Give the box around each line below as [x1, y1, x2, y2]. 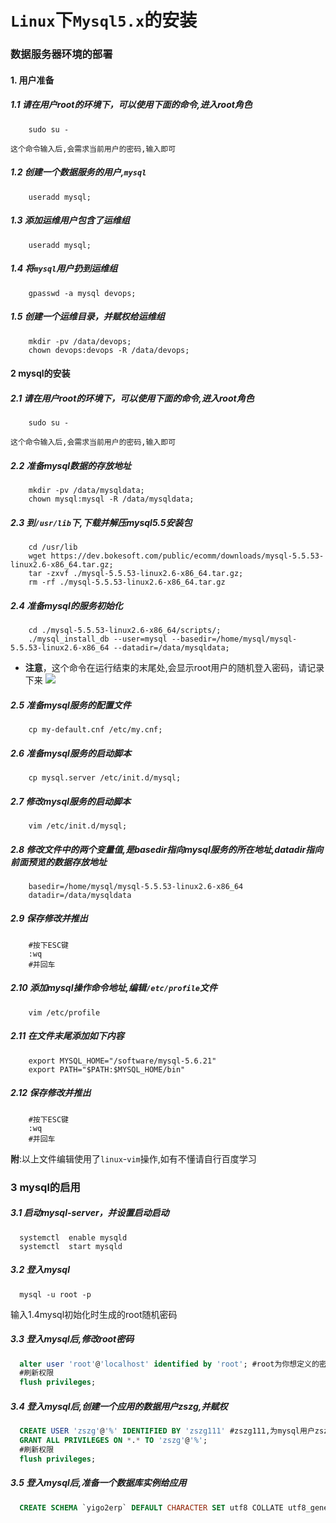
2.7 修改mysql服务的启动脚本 [10, 795, 132, 807]
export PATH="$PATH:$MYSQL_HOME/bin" [28, 1064, 186, 1075]
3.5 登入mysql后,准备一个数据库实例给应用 [10, 1477, 187, 1489]
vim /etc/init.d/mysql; [28, 821, 128, 831]
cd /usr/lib [28, 542, 78, 553]
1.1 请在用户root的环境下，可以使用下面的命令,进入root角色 [10, 99, 253, 111]
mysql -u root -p [19, 1289, 92, 1300]
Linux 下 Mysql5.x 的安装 [10, 9, 198, 32]
